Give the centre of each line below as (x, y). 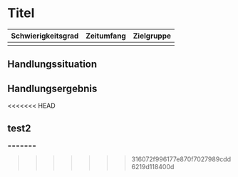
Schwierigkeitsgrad (45, 36)
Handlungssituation (52, 65)
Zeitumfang (105, 36)
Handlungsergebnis (52, 88)
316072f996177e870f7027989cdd (181, 159)
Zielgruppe (152, 36)
